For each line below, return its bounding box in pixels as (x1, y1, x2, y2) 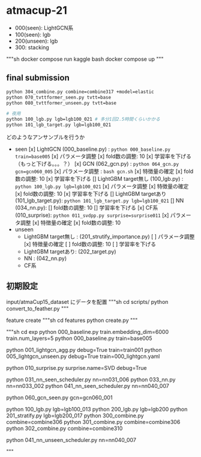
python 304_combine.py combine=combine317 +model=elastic (6, 88, 154, 95)
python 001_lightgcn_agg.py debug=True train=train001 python (6, 346, 162, 353)
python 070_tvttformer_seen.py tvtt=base (6, 94, 112, 100)
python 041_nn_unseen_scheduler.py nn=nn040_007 (6, 436, 137, 443)
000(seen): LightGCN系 (14, 24, 74, 31)
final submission (6, 73, 70, 83)
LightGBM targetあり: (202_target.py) (23, 248, 116, 255)
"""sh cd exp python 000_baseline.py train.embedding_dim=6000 (6, 328, 169, 335)
